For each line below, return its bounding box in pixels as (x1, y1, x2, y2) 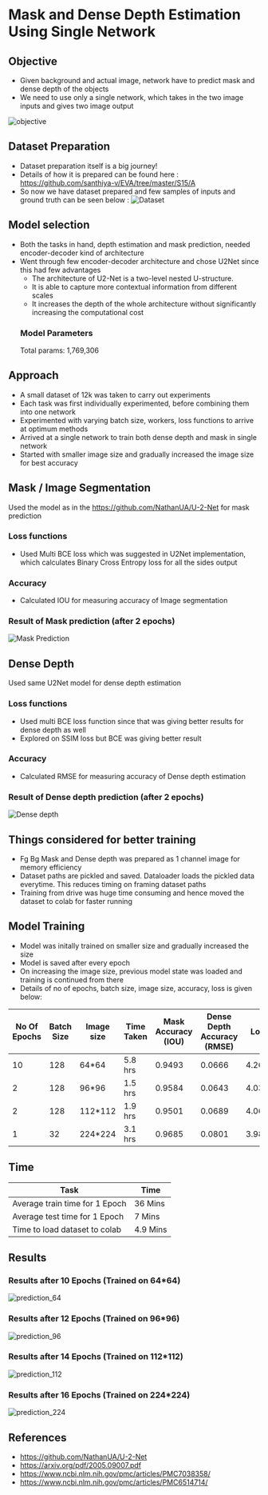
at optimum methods (19, 424, 89, 434)
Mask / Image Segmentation (8, 482, 152, 495)
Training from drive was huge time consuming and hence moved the (19, 888, 245, 897)
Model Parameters (19, 327, 93, 338)
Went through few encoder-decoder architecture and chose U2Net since (19, 256, 259, 266)
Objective (8, 54, 58, 68)
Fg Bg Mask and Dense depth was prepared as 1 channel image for (19, 853, 241, 863)
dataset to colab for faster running (19, 896, 133, 905)
